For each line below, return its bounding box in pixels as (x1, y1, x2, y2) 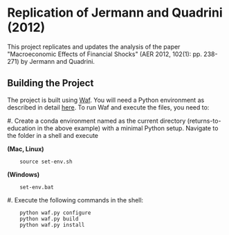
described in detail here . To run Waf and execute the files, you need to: (7, 103, 210, 112)
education (7, 123, 36, 132)
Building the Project (7, 78, 94, 89)
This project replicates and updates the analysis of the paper (7, 42, 181, 51)
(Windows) (7, 170, 40, 178)
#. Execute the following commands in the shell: (7, 195, 144, 204)
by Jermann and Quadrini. (20, 57, 95, 65)
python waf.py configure (19, 209, 91, 216)
